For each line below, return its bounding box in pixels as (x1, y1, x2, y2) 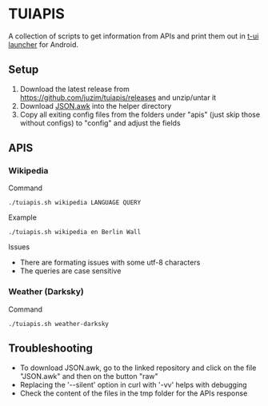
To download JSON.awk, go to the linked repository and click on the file (19, 363, 257, 372)
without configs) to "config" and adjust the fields (19, 117, 182, 128)
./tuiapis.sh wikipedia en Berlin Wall (8, 229, 142, 237)
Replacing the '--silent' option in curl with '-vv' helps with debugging (19, 380, 247, 389)
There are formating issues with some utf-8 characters (19, 257, 201, 268)
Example (8, 213, 38, 222)
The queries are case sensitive (19, 266, 122, 276)
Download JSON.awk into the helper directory (19, 101, 172, 110)
